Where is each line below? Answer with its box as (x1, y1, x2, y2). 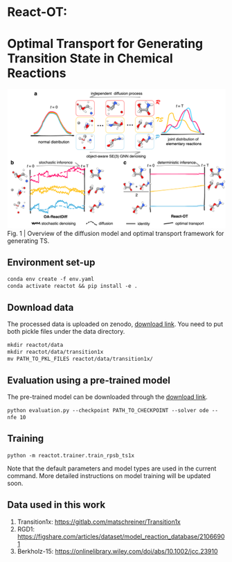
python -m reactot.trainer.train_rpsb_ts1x (7, 452, 135, 459)
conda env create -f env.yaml (7, 275, 95, 283)
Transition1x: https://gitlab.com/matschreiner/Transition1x (17, 518, 181, 526)
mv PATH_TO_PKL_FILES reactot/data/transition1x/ (7, 355, 154, 363)
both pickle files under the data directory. (7, 327, 125, 336)
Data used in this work (7, 499, 106, 511)
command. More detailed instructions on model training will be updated (7, 471, 211, 479)
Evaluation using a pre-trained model (7, 374, 171, 386)
